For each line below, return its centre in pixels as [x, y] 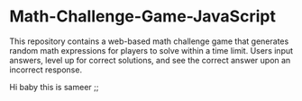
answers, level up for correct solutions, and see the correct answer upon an [150, 60]
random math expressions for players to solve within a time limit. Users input [151, 50]
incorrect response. [46, 70]
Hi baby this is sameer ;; [54, 87]
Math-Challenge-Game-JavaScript [143, 17]
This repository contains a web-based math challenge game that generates [149, 41]
